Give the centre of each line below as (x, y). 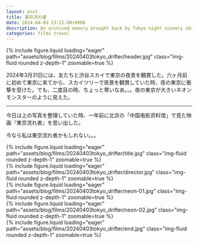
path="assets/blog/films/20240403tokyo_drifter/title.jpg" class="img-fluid (96, 154)
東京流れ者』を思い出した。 (50, 123)
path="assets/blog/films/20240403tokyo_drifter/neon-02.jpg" (82, 210)
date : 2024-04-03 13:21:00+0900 (46, 22)
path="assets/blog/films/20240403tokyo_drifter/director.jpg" (80, 173)
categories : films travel (38, 34)
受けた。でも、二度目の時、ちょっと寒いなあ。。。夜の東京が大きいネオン (104, 90)
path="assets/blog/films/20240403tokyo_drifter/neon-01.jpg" (81, 191)
